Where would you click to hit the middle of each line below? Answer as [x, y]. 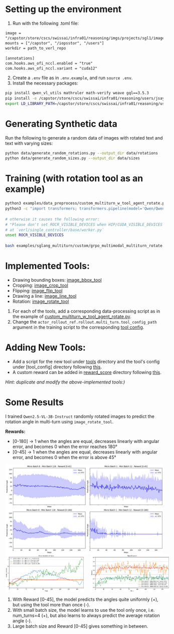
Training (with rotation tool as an [74, 179]
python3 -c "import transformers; [41, 209]
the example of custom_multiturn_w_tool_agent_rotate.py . [72, 316]
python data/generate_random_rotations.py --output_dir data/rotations [81, 153]
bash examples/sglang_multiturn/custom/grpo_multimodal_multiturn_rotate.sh [87, 246]
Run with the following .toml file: [46, 23]
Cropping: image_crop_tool [40, 285]
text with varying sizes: [29, 143]
